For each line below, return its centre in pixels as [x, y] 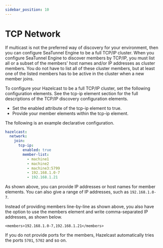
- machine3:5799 [43, 168]
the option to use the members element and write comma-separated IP [77, 212]
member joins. [20, 78]
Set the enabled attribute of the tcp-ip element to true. [67, 108]
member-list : [36, 154]
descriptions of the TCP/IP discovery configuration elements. [67, 99]
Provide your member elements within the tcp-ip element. [70, 113]
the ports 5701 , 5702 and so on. [36, 240]
